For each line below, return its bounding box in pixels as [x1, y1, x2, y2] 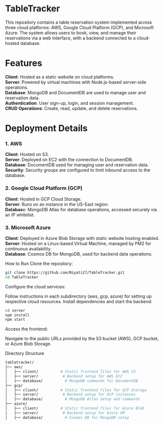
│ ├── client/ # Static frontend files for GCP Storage [5, 387, 147, 392]
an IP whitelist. [5, 212, 35, 218]
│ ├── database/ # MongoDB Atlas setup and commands [5, 397, 140, 402]
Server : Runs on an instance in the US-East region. [5, 201, 109, 207]
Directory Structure [5, 350, 44, 356]
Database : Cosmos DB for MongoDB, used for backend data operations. [5, 251, 153, 257]
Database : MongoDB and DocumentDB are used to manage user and [5, 89, 146, 95]
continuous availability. [5, 245, 52, 252]
